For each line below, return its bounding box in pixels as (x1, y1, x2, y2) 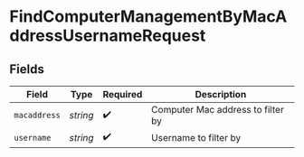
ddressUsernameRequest (9, 25, 206, 46)
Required (102, 88, 143, 100)
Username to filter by (150, 131, 242, 143)
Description (195, 88, 247, 100)
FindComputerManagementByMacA (9, 6, 288, 27)
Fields (9, 61, 45, 77)
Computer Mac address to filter (150, 104, 285, 115)
